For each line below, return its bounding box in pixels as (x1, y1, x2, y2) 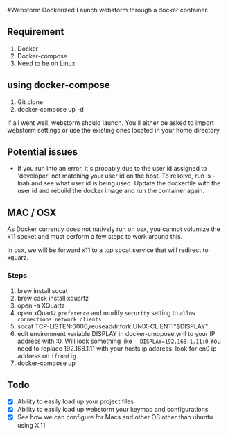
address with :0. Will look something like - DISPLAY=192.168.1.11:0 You (17, 337, 221, 345)
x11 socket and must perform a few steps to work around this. (7, 233, 183, 241)
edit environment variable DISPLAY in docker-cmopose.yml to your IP (17, 329, 216, 337)
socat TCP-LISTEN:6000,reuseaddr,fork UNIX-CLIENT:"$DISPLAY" (17, 322, 209, 330)
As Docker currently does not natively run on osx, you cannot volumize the (7, 225, 220, 233)
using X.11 (17, 421, 46, 429)
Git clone (17, 97, 44, 106)
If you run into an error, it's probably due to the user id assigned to (17, 165, 207, 173)
